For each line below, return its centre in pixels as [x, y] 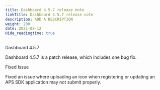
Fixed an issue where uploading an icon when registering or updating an [80, 77]
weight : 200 [18, 24]
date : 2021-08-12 [23, 29]
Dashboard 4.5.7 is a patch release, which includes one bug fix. [71, 57]
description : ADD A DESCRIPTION [39, 19]
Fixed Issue [17, 67]
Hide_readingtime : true [30, 33]
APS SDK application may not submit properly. [53, 82]
